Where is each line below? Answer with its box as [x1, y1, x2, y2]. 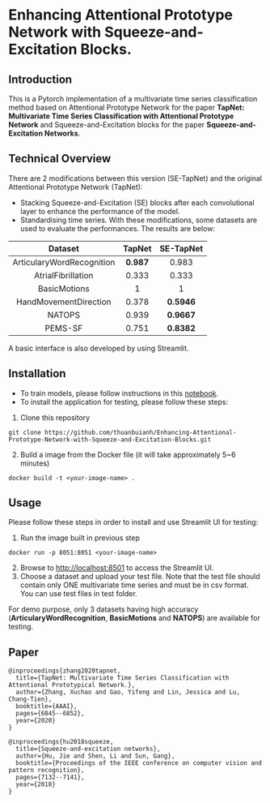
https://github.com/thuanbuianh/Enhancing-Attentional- [44, 428, 237, 436]
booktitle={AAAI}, [15, 702, 78, 711]
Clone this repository [19, 412, 91, 423]
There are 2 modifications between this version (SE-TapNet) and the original [8, 173, 263, 183]
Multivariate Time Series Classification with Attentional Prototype [8, 111, 234, 121]
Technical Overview [8, 152, 112, 165]
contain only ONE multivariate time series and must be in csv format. [19, 580, 249, 590]
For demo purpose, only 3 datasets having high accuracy [8, 604, 199, 614]
